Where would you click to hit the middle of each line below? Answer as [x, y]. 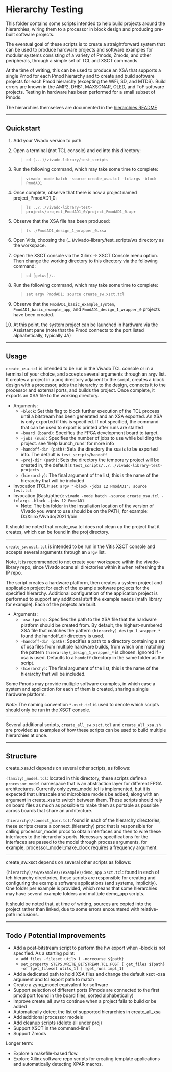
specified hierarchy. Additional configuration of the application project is [82, 593]
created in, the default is [46, 465]
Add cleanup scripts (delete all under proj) [58, 1023]
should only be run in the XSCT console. [48, 710]
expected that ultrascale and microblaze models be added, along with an [82, 794]
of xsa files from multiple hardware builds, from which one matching [93, 646]
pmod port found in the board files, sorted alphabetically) [73, 995]
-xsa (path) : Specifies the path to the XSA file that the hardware [89, 619]
